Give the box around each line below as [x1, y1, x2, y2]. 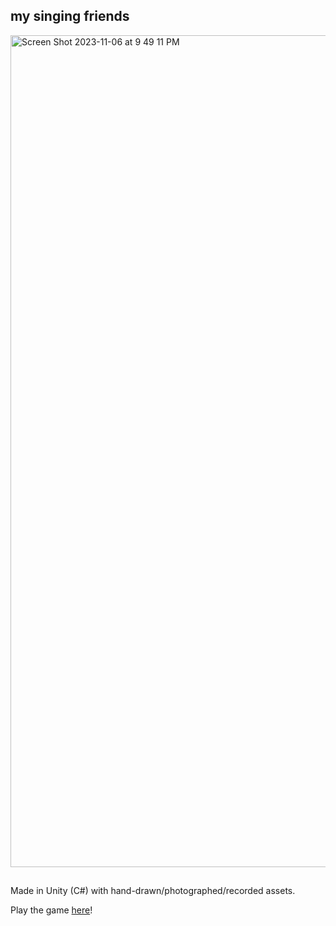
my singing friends [10, 8, 130, 25]
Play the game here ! [10, 904, 93, 916]
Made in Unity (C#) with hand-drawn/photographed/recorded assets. [10, 885, 296, 897]
